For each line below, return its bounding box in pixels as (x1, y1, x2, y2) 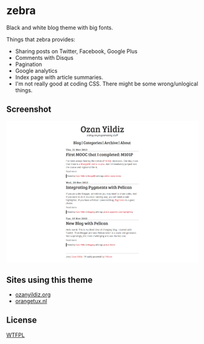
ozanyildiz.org (15, 291, 51, 298)
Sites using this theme (6, 274, 93, 285)
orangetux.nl (15, 298, 47, 305)
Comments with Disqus (15, 54, 74, 61)
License (6, 315, 37, 326)
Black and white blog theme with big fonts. (6, 24, 114, 31)
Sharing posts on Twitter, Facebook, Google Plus (15, 47, 138, 55)
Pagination (15, 60, 43, 68)
